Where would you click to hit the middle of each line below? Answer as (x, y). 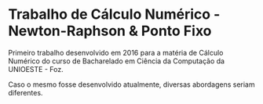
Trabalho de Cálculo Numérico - (114, 14)
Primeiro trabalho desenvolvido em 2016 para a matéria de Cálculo (116, 52)
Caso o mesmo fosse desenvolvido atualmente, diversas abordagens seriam (131, 84)
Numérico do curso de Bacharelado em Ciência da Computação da (117, 61)
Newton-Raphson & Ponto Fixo (110, 31)
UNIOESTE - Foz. (36, 69)
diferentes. (26, 92)
